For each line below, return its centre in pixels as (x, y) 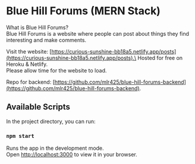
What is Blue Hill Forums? (37, 27)
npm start (20, 136)
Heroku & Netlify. (27, 64)
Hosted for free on (160, 58)
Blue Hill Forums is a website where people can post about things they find (97, 33)
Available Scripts (38, 107)
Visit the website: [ (29, 51)
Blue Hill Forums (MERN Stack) (83, 11)
